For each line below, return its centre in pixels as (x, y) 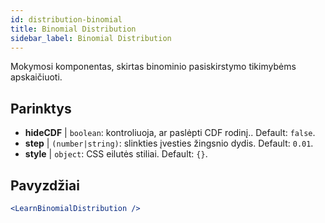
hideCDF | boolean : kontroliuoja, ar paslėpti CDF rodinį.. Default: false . (170, 133)
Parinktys (41, 108)
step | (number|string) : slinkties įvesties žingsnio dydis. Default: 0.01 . (169, 143)
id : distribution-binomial (66, 19)
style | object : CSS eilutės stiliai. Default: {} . (116, 154)
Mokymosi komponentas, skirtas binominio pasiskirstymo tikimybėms (153, 67)
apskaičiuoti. (36, 77)
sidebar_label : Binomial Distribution (91, 38)
